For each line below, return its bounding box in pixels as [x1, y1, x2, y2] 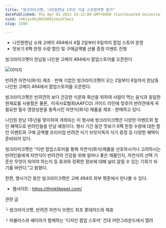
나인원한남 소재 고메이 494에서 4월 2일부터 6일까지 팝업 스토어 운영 [12, 40, 144, 46]
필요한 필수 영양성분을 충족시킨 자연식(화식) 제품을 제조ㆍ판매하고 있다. [5, 107, 142, 113]
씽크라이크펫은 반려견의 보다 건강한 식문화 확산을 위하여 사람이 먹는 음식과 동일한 [5, 94, 161, 100]
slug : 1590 [5, 21, 28, 26]
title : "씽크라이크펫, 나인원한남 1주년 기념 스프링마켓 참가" [5, 7, 115, 12]
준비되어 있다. [5, 136, 32, 142]
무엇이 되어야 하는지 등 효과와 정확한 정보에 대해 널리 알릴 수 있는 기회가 [14, 159, 153, 165]
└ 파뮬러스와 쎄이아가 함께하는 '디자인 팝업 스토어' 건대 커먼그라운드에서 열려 [5, 218, 153, 224]
